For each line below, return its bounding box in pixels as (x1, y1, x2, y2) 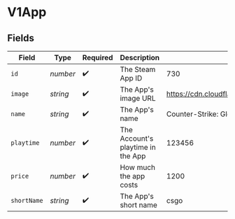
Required (82, 53, 113, 62)
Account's (120, 134, 154, 143)
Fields (7, 32, 35, 44)
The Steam (120, 64, 156, 74)
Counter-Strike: (166, 109, 219, 119)
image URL (120, 94, 156, 103)
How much (120, 162, 156, 172)
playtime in (120, 143, 156, 152)
